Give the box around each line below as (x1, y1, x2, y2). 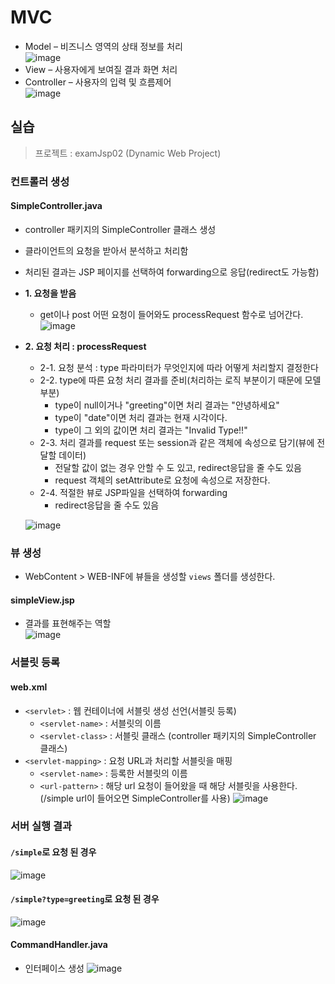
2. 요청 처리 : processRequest (24, 340, 147, 352)
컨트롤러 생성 (10, 174, 70, 188)
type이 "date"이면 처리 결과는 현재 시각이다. (54, 411, 228, 423)
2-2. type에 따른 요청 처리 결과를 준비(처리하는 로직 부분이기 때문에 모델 (39, 374, 322, 386)
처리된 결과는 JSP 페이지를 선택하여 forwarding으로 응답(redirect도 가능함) (24, 266, 320, 278)
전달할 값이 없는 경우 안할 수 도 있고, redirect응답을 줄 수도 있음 (54, 461, 302, 473)
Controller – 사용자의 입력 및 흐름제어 (24, 76, 172, 88)
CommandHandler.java (10, 939, 108, 951)
